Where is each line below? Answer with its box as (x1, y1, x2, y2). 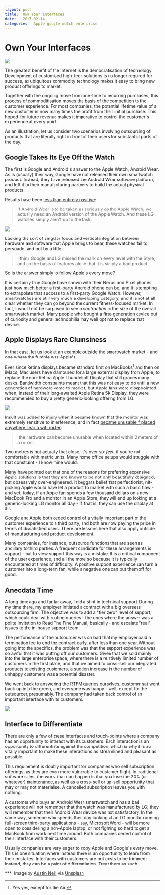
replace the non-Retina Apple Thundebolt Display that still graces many (5, 375, 150, 381)
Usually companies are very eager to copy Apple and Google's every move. (5, 845, 158, 851)
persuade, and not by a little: (5, 246, 63, 251)
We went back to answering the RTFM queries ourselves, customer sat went (5, 681, 160, 686)
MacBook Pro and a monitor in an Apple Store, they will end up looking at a (5, 495, 157, 501)
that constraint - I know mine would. (5, 459, 78, 465)
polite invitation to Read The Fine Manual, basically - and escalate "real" (5, 620, 151, 626)
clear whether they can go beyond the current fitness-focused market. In (5, 300, 153, 306)
